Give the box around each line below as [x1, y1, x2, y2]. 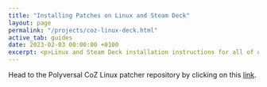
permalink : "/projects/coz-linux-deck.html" [8, 26, 158, 34]
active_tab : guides [8, 33, 73, 42]
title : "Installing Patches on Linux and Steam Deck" [8, 11, 191, 20]
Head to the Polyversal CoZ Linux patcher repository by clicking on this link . [8, 70, 257, 79]
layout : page [8, 19, 52, 27]
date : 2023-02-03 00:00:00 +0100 [8, 41, 119, 49]
